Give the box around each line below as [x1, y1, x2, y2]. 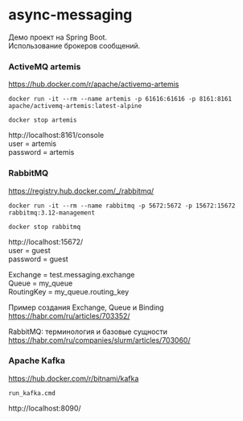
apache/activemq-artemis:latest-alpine [8, 102, 142, 110]
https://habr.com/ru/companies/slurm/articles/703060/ [8, 335, 191, 344]
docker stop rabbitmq [8, 223, 81, 231]
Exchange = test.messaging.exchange [8, 269, 135, 279]
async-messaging [8, 6, 133, 24]
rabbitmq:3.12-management [8, 208, 95, 217]
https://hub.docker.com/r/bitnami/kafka [8, 373, 139, 383]
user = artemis [8, 139, 57, 148]
